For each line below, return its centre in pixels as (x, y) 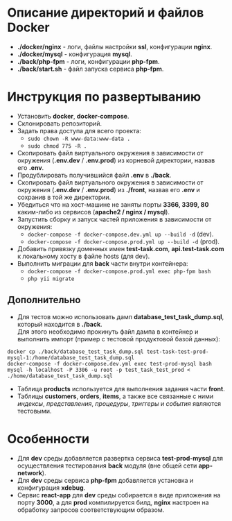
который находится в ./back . (60, 324)
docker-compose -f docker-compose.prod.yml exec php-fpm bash (119, 271)
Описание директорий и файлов (106, 13)
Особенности (48, 439)
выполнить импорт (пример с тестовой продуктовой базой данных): (118, 339)
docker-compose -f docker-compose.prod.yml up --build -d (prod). (124, 241)
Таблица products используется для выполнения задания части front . (121, 388)
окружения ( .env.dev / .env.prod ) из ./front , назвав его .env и (109, 189)
